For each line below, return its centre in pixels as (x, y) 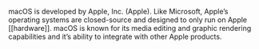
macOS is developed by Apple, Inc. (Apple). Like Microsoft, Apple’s (118, 11)
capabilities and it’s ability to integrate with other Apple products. (115, 36)
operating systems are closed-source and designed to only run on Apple (128, 20)
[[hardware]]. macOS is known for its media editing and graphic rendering (130, 28)
